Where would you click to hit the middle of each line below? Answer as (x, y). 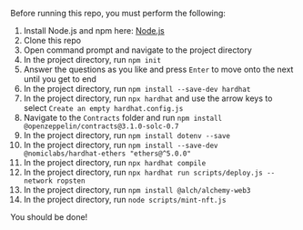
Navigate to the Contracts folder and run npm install (123, 118)
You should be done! (49, 217)
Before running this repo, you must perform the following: (118, 13)
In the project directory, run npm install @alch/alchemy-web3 (137, 190)
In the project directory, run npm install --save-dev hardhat (137, 89)
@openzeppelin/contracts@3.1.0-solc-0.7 (101, 126)
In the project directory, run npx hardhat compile (115, 162)
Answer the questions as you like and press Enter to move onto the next (158, 69)
